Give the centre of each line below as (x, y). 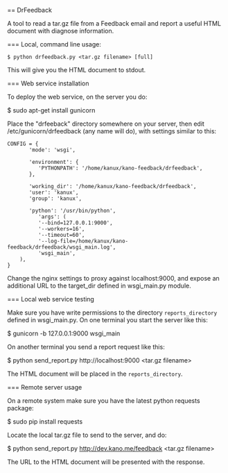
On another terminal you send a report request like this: (86, 347)
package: (20, 408)
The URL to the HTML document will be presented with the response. (106, 462)
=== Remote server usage (45, 387)
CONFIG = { (23, 144)
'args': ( (52, 217)
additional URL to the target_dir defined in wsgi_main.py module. (99, 285)
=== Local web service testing (51, 299)
